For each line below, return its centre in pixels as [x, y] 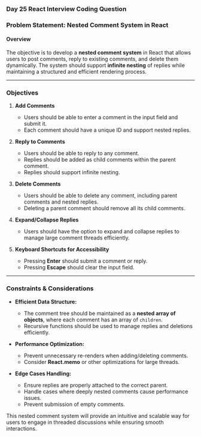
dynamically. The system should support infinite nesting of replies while [96, 65]
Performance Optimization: [50, 344]
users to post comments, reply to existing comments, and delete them [92, 59]
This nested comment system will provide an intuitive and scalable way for [98, 415]
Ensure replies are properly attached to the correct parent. [96, 385]
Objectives [22, 93]
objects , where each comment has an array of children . [93, 320]
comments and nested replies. [61, 202]
